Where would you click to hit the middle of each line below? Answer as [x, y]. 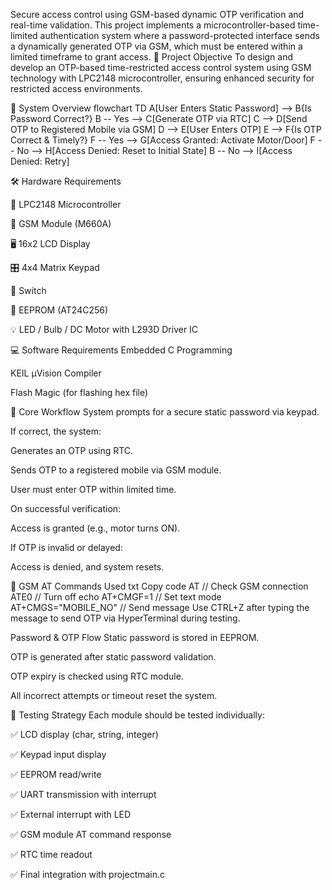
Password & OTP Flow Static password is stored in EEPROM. [135, 637]
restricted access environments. [76, 88]
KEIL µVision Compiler [56, 373]
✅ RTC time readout [51, 854]
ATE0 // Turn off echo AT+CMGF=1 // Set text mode [116, 597]
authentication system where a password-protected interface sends [179, 35]
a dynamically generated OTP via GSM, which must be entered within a [156, 46]
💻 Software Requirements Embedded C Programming [121, 350]
